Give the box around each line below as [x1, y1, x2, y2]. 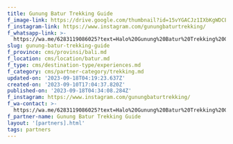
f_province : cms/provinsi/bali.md [7, 49, 107, 56]
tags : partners [7, 126, 51, 133]
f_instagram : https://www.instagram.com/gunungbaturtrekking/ [7, 94, 191, 101]
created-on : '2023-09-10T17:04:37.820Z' [7, 81, 126, 88]
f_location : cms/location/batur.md [7, 55, 110, 62]
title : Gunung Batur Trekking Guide [7, 10, 113, 17]
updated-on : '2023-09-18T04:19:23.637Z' [7, 74, 126, 82]
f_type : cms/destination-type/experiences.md [7, 62, 141, 69]
